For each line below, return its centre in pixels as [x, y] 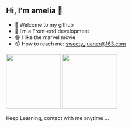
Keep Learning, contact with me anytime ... [58, 118]
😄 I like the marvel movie [45, 37]
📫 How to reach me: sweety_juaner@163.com [70, 44]
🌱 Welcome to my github [44, 24]
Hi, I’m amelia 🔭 [34, 11]
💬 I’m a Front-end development [52, 31]
